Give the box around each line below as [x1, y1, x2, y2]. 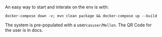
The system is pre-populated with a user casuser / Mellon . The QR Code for [5, 22, 152, 28]
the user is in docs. [5, 27, 43, 33]
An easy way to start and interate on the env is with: [5, 4, 109, 10]
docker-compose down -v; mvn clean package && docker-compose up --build [5, 14, 158, 18]
